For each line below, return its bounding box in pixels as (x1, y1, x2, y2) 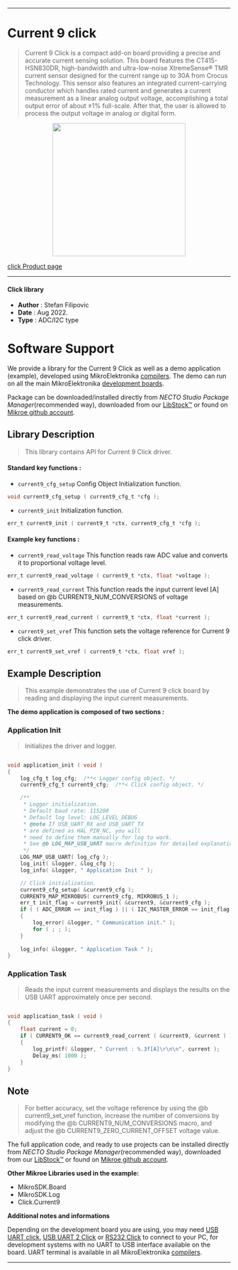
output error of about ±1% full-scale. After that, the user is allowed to (24, 101, 227, 110)
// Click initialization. (20, 880, 97, 887)
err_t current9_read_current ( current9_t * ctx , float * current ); (7, 613, 211, 621)
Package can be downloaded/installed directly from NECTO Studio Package (7, 393, 229, 402)
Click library (7, 285, 45, 293)
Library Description (7, 429, 95, 441)
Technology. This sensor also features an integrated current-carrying (24, 79, 227, 87)
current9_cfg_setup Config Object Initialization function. (17, 480, 182, 488)
